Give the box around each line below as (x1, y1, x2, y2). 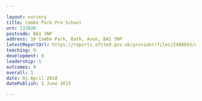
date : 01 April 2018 (6, 75, 58, 81)
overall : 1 (6, 69, 34, 75)
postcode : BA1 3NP (6, 30, 52, 36)
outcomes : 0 (6, 64, 36, 70)
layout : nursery (6, 14, 47, 20)
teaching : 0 (6, 47, 36, 54)
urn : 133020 (6, 25, 36, 31)
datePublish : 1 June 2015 (6, 81, 71, 87)
